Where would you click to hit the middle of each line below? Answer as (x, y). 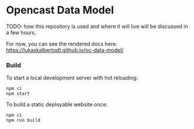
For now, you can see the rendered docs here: (62, 44)
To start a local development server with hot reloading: (72, 78)
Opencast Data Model (60, 10)
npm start (18, 94)
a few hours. (21, 32)
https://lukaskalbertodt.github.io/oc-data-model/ (65, 50)
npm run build (23, 120)
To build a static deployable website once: (57, 104)
